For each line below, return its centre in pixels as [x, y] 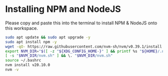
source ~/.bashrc [23, 61]
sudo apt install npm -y [31, 42]
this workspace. [22, 28]
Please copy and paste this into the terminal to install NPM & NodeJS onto [81, 23]
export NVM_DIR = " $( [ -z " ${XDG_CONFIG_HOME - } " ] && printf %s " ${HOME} [81, 51]
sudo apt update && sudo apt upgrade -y [48, 37]
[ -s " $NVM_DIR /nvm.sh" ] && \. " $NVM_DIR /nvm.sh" [59, 56]
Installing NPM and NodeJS [63, 9]
